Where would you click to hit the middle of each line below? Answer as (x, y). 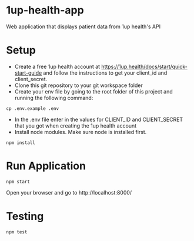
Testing (25, 216)
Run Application (46, 166)
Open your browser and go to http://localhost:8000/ (69, 192)
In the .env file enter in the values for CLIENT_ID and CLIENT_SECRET (99, 119)
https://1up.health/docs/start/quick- (145, 66)
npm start (18, 182)
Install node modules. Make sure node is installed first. (81, 132)
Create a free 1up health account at (57, 66)
